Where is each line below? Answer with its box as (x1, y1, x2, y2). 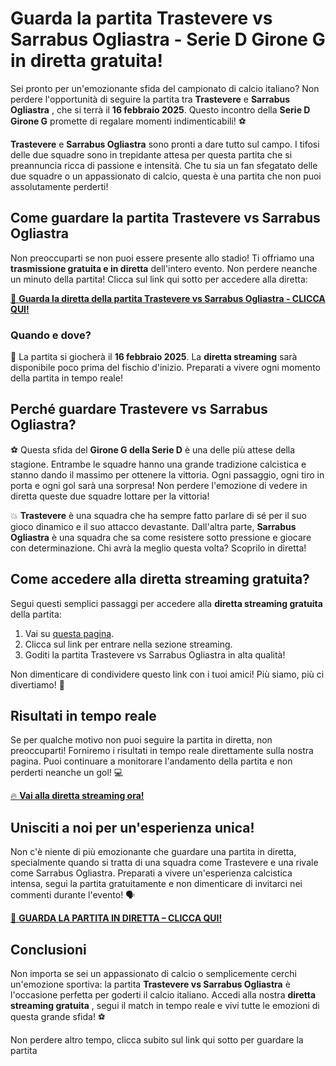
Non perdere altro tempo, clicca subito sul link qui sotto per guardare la (10, 1034, 304, 1046)
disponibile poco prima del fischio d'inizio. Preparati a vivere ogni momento (10, 362, 321, 374)
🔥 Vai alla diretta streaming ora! (10, 790, 145, 802)
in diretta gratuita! (10, 50, 163, 72)
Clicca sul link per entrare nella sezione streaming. (24, 638, 233, 650)
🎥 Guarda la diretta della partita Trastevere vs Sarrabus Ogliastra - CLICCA (10, 292, 326, 304)
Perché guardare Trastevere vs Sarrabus (10, 401, 268, 418)
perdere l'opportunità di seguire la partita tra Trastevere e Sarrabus (10, 93, 291, 105)
